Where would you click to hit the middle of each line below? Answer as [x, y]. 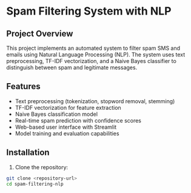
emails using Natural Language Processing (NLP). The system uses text [96, 55]
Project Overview [40, 34]
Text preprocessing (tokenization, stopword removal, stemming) [95, 101]
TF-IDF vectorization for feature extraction [68, 107]
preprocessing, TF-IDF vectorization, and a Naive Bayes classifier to [92, 61]
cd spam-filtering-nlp [35, 184]
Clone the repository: [42, 167]
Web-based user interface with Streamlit [66, 127]
